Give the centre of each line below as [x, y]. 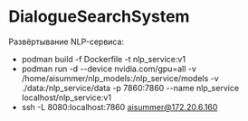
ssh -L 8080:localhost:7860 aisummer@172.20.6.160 [119, 107]
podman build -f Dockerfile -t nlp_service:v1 [104, 59]
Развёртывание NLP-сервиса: [66, 42]
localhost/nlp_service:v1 [67, 98]
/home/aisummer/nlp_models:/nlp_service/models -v [120, 78]
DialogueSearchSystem [99, 17]
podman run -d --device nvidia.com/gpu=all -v [109, 69]
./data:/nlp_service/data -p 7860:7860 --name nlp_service [130, 88]
